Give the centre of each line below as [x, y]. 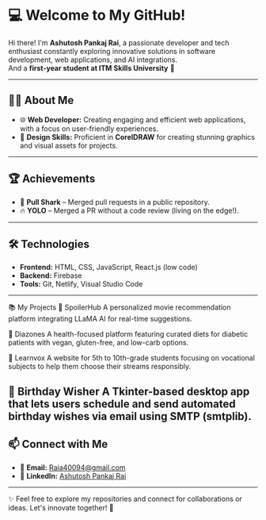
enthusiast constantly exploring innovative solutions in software [112, 51]
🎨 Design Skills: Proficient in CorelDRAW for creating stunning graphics [137, 137]
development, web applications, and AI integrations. [93, 60]
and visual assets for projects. [68, 145]
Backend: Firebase [51, 275]
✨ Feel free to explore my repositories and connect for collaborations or [125, 499]
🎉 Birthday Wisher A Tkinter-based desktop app [129, 391]
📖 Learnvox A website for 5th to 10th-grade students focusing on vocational [132, 358]
